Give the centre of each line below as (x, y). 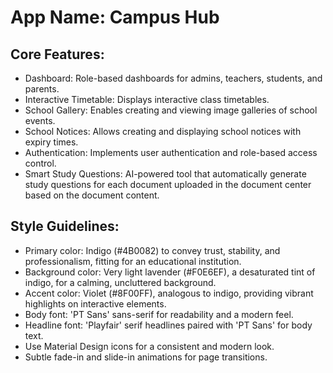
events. (40, 120)
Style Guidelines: (65, 226)
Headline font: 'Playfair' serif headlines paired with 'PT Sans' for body (168, 325)
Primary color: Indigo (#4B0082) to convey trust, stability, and (152, 250)
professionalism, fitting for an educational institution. (133, 261)
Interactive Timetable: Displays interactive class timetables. (147, 99)
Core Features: (57, 54)
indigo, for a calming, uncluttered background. (120, 282)
